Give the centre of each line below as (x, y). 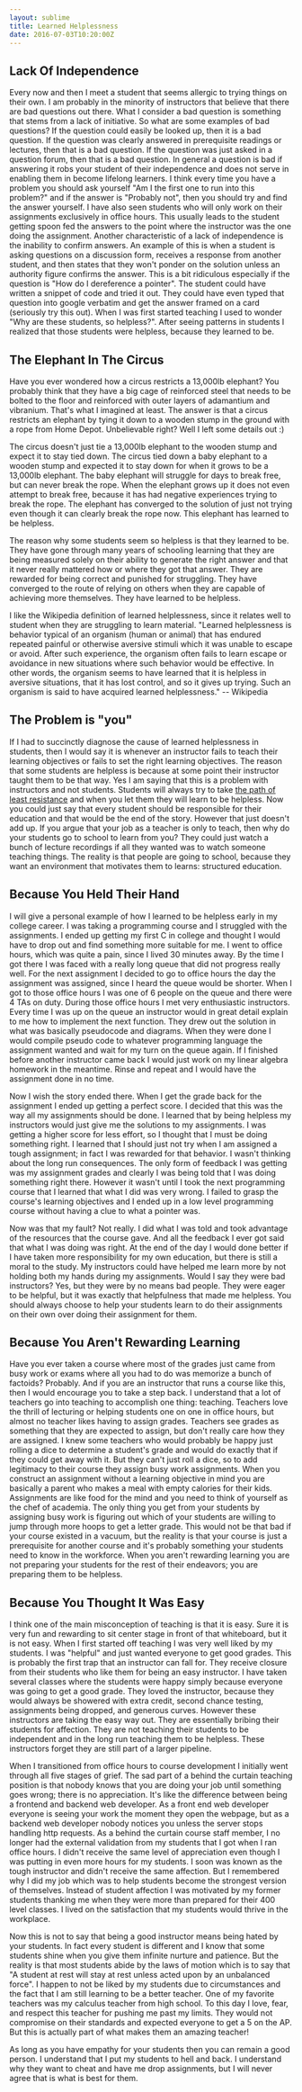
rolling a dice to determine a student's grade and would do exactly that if (144, 1450)
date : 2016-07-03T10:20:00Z (62, 34)
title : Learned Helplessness (64, 26)
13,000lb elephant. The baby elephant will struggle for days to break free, (145, 475)
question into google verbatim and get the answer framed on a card (135, 303)
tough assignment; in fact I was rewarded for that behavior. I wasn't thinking (150, 1154)
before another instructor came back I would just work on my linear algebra (149, 1059)
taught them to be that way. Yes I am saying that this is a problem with (139, 780)
